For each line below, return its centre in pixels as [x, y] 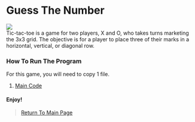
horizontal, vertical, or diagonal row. [50, 45]
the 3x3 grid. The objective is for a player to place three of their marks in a [98, 39]
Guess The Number [55, 10]
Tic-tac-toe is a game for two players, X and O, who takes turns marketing [98, 33]
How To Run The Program [44, 61]
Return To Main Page [47, 113]
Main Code [28, 86]
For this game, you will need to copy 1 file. [58, 74]
